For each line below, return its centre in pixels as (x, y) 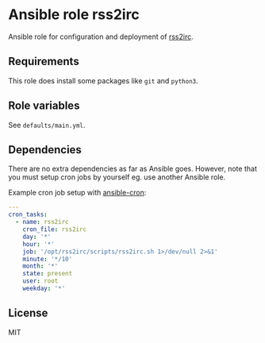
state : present (48, 274)
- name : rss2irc (42, 222)
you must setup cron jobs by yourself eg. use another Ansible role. (117, 177)
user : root (40, 281)
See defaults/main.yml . (47, 125)
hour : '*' (39, 244)
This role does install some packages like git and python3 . (103, 80)
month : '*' (40, 266)
